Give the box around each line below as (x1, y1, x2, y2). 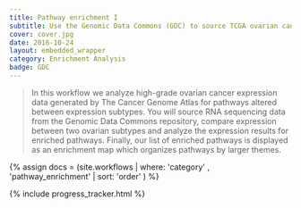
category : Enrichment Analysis (9, 54, 126, 63)
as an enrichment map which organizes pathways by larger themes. (30, 144, 282, 154)
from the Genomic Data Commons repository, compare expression (30, 115, 277, 126)
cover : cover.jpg (9, 29, 74, 38)
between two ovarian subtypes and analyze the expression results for (30, 125, 289, 136)
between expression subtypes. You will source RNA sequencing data (30, 106, 287, 117)
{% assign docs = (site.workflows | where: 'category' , (9, 162, 211, 172)
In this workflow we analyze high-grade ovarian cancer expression (30, 87, 278, 98)
